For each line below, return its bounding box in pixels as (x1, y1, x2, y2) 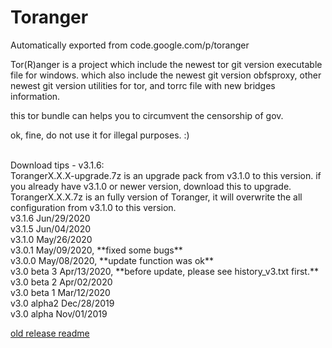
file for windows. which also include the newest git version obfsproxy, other (10, 69, 322, 81)
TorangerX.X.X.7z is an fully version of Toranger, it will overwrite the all (10, 191, 303, 203)
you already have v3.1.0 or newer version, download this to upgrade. (10, 180, 292, 192)
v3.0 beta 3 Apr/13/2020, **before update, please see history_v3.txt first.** (10, 265, 319, 277)
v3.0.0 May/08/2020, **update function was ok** (10, 254, 215, 266)
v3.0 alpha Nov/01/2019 (10, 307, 108, 320)
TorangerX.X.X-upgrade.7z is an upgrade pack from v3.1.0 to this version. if (10, 169, 322, 181)
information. (10, 90, 61, 102)
